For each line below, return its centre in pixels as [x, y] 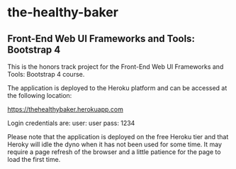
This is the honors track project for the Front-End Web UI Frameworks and [116, 67]
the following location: [40, 96]
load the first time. [34, 159]
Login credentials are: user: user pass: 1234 [71, 123]
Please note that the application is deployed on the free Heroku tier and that [118, 137]
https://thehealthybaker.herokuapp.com [66, 109]
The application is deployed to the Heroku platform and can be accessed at [117, 88]
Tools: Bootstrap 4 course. [46, 74]
